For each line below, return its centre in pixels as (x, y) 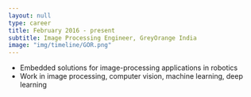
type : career (30, 23)
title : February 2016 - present (62, 30)
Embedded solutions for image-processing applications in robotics (129, 68)
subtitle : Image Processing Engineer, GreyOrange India (102, 38)
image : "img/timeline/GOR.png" (60, 45)
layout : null (30, 16)
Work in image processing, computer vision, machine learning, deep (131, 76)
